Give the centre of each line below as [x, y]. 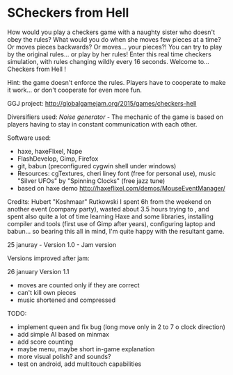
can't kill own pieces [47, 292]
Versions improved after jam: [48, 258]
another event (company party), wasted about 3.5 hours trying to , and [109, 209]
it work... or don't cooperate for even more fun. [75, 90]
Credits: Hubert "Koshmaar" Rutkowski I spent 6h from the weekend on [109, 201]
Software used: [29, 138]
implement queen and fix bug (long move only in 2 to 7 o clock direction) [121, 327]
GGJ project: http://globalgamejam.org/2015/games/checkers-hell [102, 103]
